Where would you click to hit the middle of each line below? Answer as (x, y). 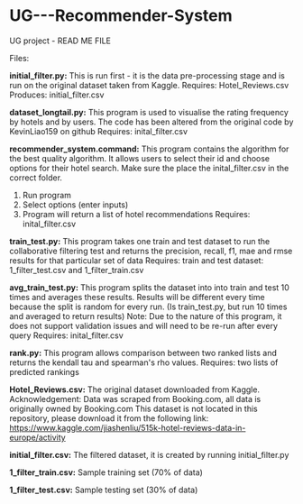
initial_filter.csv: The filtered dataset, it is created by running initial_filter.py (149, 454)
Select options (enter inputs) (75, 205)
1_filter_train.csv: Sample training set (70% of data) (106, 472)
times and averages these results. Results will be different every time (137, 297)
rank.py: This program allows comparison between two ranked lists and (143, 353)
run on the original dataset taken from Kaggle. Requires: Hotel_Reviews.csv (149, 85)
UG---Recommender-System (121, 16)
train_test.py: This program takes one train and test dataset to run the (140, 241)
